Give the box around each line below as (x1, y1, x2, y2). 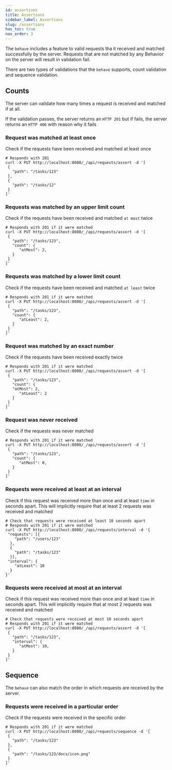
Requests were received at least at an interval (5, 486, 122, 493)
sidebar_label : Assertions (5, 17, 63, 22)
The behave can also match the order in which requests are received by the (5, 684, 164, 691)
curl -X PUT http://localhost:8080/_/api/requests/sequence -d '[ (5, 729, 150, 734)
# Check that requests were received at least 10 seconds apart (5, 518, 146, 523)
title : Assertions (5, 12, 45, 17)
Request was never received (5, 416, 78, 423)
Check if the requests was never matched (5, 428, 94, 434)
